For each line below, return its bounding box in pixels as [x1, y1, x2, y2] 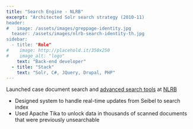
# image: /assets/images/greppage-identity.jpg [6, 25, 132, 32]
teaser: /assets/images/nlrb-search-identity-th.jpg [11, 31, 145, 37]
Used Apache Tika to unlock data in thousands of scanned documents [14, 110, 187, 117]
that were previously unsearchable [14, 117, 100, 124]
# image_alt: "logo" [6, 53, 65, 59]
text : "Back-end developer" [17, 58, 86, 64]
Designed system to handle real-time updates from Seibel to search [14, 97, 181, 105]
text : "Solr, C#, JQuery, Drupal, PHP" [17, 70, 116, 75]
